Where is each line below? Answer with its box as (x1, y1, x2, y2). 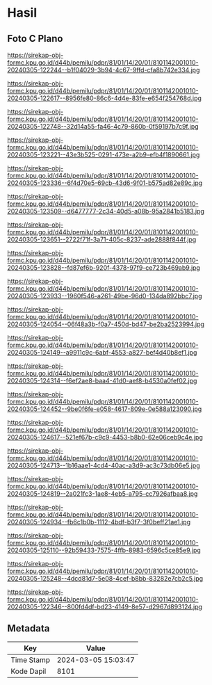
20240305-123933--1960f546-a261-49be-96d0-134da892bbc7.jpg (7, 292, 202, 300)
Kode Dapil (10, 666, 47, 676)
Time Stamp (10, 655, 51, 665)
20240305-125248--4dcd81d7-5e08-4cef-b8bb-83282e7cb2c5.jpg (7, 574, 204, 582)
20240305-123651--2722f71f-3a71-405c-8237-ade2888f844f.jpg (7, 235, 197, 243)
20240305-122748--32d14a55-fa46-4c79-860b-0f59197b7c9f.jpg (7, 122, 199, 130)
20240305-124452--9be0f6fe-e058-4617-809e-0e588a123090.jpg (7, 405, 202, 413)
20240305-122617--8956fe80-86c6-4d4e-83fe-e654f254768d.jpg (7, 94, 202, 102)
